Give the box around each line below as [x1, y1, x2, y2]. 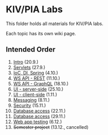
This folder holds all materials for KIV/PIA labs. [6, 20, 104, 27]
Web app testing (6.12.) [13, 119, 62, 125]
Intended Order [6, 45, 56, 54]
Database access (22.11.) [13, 107, 66, 114]
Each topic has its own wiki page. [6, 30, 76, 36]
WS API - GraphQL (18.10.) [13, 80, 69, 86]
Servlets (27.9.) [13, 64, 46, 70]
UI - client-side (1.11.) [13, 91, 57, 98]
